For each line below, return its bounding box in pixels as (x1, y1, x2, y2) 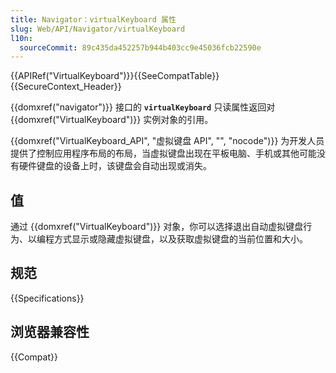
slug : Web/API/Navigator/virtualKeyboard (10, 24, 186, 34)
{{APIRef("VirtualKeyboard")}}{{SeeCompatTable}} (10, 70, 220, 82)
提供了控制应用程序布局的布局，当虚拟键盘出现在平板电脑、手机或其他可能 (10, 147, 317, 160)
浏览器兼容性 (10, 324, 90, 341)
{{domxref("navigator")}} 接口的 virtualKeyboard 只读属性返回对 (10, 101, 276, 113)
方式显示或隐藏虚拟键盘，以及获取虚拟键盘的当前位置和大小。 (53, 233, 308, 245)
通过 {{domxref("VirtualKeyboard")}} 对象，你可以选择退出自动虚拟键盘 (10, 221, 304, 233)
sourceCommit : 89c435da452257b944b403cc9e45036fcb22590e (19, 42, 262, 53)
